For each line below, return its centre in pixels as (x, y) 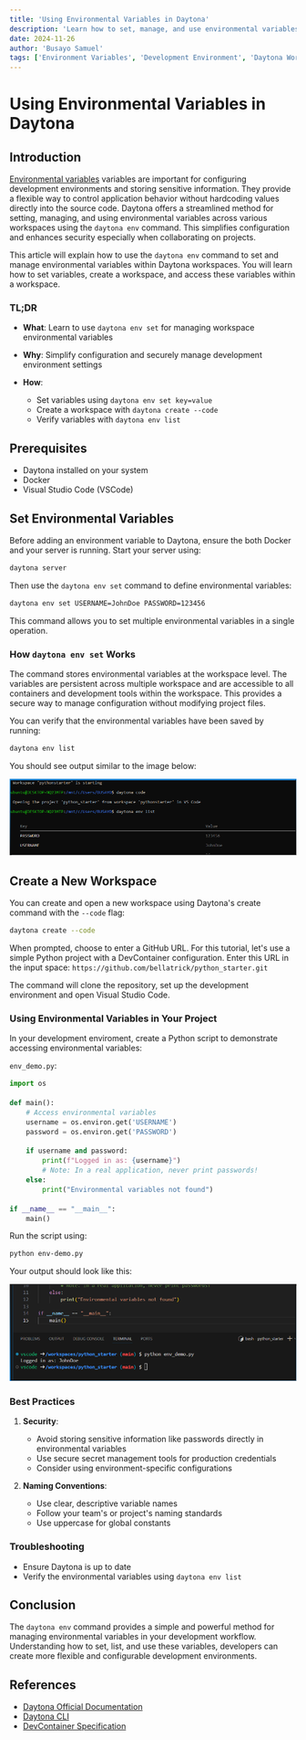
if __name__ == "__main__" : (63, 1209)
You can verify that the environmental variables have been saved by (137, 721)
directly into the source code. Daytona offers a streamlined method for (142, 208)
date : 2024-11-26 (42, 38)
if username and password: (77, 1151)
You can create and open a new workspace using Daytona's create (135, 903)
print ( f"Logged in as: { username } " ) (112, 1161)
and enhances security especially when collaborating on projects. (133, 237)
